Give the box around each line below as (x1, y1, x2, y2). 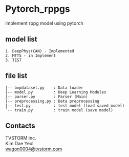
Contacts (5, 121, 36, 130)
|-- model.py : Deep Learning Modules (5, 89, 106, 95)
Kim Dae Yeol (5, 141, 34, 147)
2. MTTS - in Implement (5, 53, 56, 58)
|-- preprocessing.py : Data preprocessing (5, 99, 100, 104)
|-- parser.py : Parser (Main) (5, 94, 88, 99)
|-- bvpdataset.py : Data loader (5, 85, 83, 90)
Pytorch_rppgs (5, 3, 70, 15)
